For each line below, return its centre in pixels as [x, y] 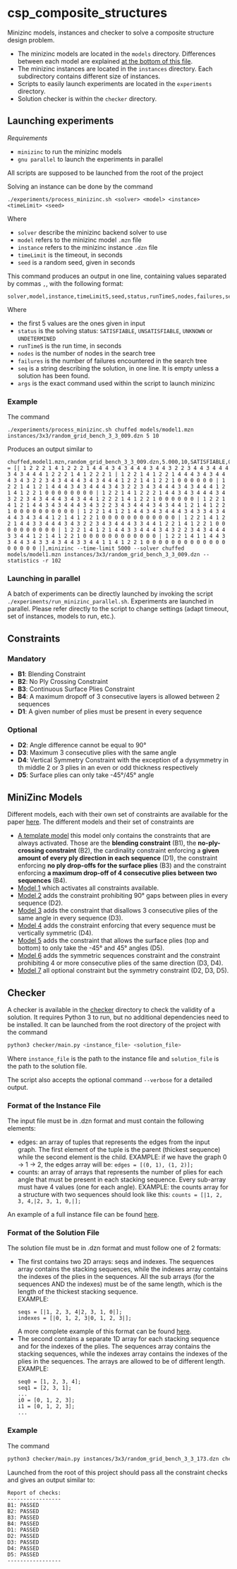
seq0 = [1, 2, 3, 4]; [49, 1382]
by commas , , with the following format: [66, 283]
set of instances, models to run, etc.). [62, 616]
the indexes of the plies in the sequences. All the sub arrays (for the [116, 1277]
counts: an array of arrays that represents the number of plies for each [120, 1172]
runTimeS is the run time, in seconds [69, 345]
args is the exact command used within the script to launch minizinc [116, 383]
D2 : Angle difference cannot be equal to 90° [82, 745]
